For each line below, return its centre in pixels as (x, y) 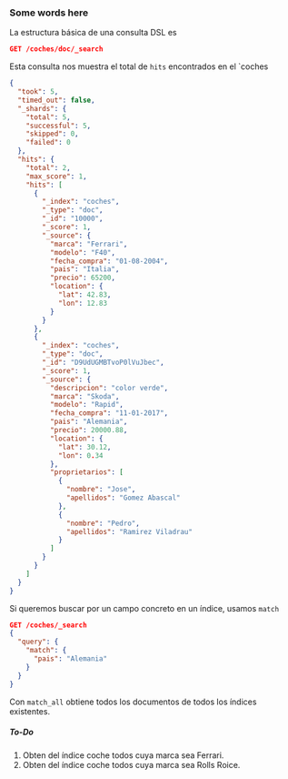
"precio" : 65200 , (83, 278)
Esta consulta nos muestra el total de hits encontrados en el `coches (139, 66)
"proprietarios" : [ (87, 472)
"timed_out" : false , (56, 100)
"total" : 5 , (48, 117)
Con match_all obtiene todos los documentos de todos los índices (133, 702)
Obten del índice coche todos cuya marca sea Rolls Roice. (131, 764)
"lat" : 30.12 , (84, 447)
